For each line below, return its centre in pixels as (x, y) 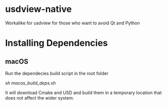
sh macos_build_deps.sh (31, 83)
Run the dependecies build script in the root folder (57, 73)
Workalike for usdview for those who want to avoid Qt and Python (73, 23)
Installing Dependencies (57, 43)
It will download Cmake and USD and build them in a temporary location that (83, 93)
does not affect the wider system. (40, 98)
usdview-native (39, 9)
